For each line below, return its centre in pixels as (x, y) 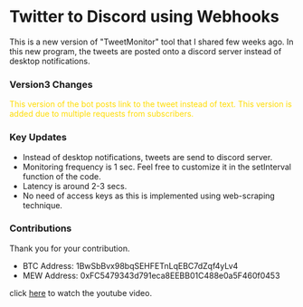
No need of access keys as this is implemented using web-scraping (149, 196)
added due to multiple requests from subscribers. (102, 114)
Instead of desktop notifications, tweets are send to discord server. (147, 157)
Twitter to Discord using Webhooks (145, 17)
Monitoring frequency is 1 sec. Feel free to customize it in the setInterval (157, 167)
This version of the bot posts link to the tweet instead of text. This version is (151, 104)
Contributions (41, 228)
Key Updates (38, 138)
